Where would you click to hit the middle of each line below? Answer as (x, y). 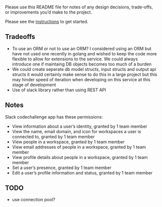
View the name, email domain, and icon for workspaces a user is (77, 131)
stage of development (34, 85)
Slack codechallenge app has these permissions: (54, 117)
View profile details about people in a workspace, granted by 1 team (80, 157)
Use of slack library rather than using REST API (59, 90)
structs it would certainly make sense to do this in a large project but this (85, 74)
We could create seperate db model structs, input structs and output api (84, 69)
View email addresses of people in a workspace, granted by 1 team (79, 147)
